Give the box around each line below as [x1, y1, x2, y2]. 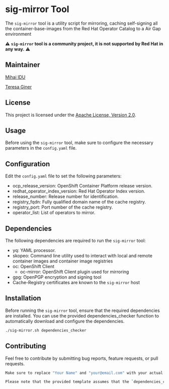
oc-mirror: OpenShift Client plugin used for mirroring [20, 269, 129, 275]
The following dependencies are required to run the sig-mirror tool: [5, 238, 146, 243]
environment [5, 31, 32, 37]
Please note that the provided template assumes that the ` [5, 379, 134, 384]
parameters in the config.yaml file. [5, 145, 77, 151]
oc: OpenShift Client [12, 264, 54, 269]
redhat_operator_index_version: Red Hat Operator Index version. [12, 188, 145, 194]
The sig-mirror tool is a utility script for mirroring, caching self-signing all [5, 20, 158, 26]
